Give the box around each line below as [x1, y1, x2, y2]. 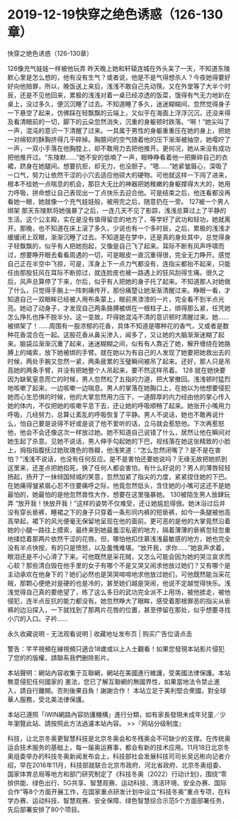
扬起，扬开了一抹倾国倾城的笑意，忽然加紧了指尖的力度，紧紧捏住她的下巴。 [7, 472, 231, 481]
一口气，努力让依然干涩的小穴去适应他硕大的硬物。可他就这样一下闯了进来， [7, 170, 231, 179]
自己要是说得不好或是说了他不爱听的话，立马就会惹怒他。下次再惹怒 [25, 419, 225, 427]
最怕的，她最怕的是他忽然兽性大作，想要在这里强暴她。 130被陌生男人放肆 [7, 490, 225, 498]
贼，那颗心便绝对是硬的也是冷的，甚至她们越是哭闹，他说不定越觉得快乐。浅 [7, 579, 231, 587]
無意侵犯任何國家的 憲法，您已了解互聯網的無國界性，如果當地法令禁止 [7, 677, 214, 686]
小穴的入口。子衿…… [7, 614, 69, 623]
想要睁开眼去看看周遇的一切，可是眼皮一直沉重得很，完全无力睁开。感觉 [19, 250, 231, 259]
